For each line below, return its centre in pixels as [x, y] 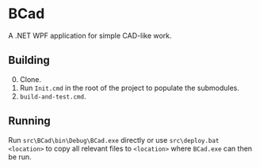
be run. [20, 157]
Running [30, 121]
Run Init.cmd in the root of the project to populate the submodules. [130, 88]
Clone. [31, 79]
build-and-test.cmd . [53, 96]
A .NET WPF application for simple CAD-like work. [90, 35]
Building [29, 60]
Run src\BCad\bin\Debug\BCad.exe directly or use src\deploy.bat [114, 140]
